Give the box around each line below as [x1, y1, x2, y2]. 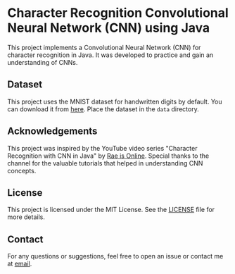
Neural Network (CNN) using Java [7, 20, 210, 36]
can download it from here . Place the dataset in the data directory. [7, 104, 199, 113]
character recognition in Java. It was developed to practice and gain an [7, 51, 214, 59]
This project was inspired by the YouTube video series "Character [7, 144, 198, 152]
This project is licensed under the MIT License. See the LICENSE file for [7, 206, 215, 214]
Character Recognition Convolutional [7, 5, 229, 21]
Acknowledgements [7, 125, 98, 137]
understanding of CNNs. [7, 58, 78, 66]
